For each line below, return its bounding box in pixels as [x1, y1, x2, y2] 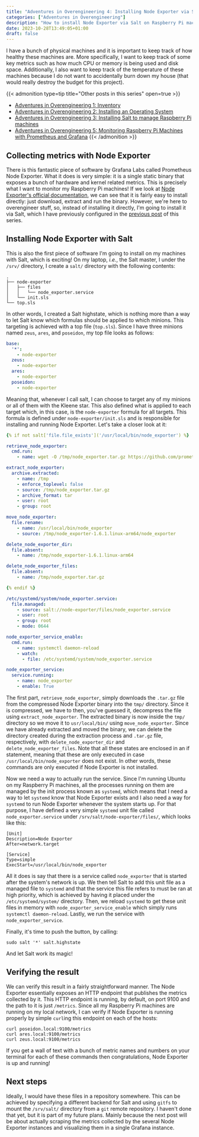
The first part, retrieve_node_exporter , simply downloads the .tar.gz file [6, 694, 185, 701]
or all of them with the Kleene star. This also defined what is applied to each [6, 402, 191, 409]
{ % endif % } [6, 585, 36, 591]
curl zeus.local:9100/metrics [6, 1036, 81, 1043]
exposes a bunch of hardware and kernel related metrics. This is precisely [6, 179, 187, 186]
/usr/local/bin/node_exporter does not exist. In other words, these [6, 757, 171, 764]
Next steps [6, 1076, 47, 1087]
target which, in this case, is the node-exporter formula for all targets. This [6, 408, 187, 415]
